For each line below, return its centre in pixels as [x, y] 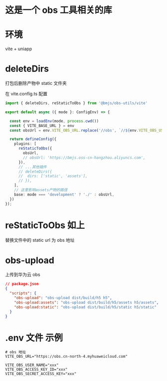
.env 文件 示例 [34, 338]
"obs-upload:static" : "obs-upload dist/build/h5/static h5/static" [85, 307]
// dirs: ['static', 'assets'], [53, 176]
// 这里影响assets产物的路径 [41, 190]
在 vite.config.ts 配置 [26, 94]
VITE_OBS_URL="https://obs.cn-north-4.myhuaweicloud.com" [66, 357]
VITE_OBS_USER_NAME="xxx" [32, 365]
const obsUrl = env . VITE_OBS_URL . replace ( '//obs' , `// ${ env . [74, 130]
